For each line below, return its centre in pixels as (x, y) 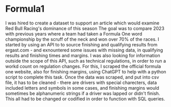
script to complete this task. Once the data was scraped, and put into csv (82, 77)
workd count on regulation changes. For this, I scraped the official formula (83, 66)
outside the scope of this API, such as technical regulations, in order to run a (86, 61)
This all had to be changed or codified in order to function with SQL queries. (85, 99)
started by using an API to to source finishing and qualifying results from (81, 44)
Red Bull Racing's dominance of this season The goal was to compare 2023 (85, 28)
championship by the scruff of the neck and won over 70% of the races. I (82, 39)
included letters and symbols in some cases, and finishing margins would (82, 88)
